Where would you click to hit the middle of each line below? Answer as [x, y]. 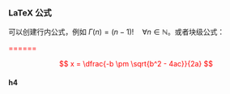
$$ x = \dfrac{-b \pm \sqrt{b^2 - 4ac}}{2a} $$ [136, 64]
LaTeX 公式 [30, 12]
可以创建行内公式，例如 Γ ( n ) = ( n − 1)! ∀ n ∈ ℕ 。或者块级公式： [117, 32]
